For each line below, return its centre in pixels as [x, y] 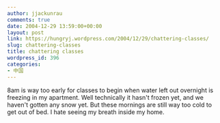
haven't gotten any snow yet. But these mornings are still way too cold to [110, 105]
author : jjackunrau [35, 13]
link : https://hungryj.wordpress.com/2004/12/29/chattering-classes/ [108, 39]
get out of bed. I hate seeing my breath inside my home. [86, 112]
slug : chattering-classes [44, 45]
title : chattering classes [45, 52]
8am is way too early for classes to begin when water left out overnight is [110, 90]
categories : [24, 64]
